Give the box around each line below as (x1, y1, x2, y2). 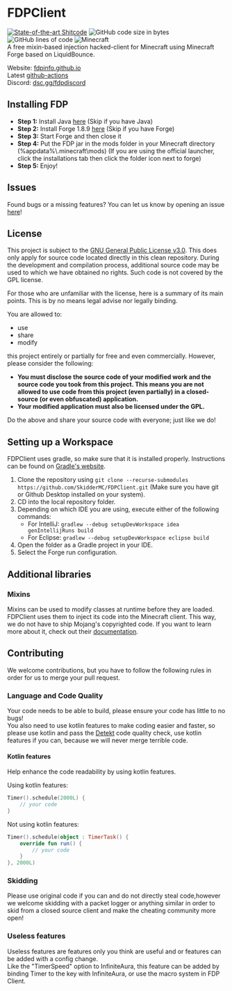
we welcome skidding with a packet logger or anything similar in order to (7, 899, 215, 907)
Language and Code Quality (7, 691, 103, 701)
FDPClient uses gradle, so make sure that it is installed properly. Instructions (7, 455, 226, 463)
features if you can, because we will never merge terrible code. (7, 736, 189, 744)
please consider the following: (7, 359, 94, 368)
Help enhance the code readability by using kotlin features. (7, 767, 176, 776)
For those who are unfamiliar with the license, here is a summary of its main (7, 289, 224, 297)
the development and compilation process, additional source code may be (7, 261, 219, 270)
